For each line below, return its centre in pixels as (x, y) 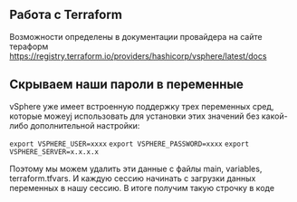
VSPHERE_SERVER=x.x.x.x (54, 152)
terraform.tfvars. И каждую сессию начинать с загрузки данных (133, 178)
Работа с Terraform (66, 15)
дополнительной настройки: (85, 125)
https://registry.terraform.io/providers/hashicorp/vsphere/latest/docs (138, 56)
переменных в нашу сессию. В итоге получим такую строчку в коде (142, 188)
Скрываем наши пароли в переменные (127, 85)
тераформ (29, 46)
